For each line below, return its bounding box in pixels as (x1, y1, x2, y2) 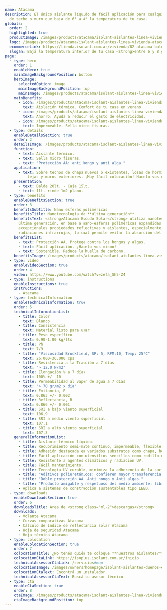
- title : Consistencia (18, 323, 66, 328)
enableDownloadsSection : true (14, 495, 77, 500)
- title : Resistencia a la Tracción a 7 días (18, 360, 114, 365)
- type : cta (9, 579, 35, 584)
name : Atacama (5, 7, 35, 12)
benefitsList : (14, 235, 43, 240)
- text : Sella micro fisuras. (18, 156, 81, 161)
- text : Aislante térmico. (18, 151, 75, 156)
